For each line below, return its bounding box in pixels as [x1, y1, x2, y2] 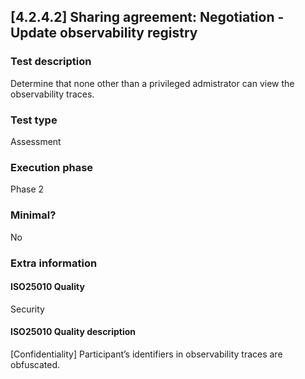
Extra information [10, 256, 98, 270]
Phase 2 [10, 183, 45, 195]
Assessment [10, 135, 62, 147]
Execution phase [10, 160, 94, 174]
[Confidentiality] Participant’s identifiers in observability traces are [10, 348, 283, 360]
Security [10, 303, 45, 315]
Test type [10, 113, 58, 127]
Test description [10, 55, 92, 69]
